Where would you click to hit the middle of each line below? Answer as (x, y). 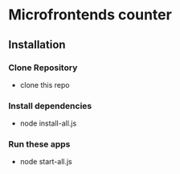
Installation (37, 45)
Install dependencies (50, 106)
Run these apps (39, 144)
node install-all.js (48, 123)
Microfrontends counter (90, 15)
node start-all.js (46, 162)
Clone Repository (43, 68)
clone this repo (45, 85)
